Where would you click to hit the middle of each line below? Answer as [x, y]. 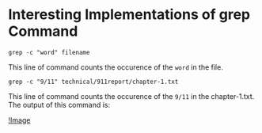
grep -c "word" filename [49, 52]
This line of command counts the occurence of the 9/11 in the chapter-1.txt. [131, 96]
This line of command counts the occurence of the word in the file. [116, 67]
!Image [19, 120]
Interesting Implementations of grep [129, 15]
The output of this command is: [59, 104]
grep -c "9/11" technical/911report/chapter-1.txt [93, 82]
